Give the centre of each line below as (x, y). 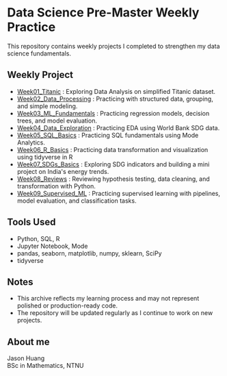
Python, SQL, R (38, 238)
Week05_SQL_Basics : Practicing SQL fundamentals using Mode (108, 135)
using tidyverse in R (45, 157)
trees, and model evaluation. (57, 121)
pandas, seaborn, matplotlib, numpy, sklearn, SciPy (89, 253)
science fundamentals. (39, 53)
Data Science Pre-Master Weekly (103, 13)
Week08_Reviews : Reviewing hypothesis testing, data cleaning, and (113, 179)
